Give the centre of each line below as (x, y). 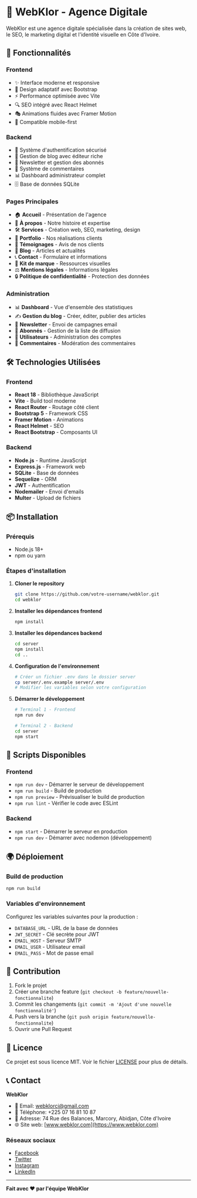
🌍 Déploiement (35, 857)
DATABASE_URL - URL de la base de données (66, 928)
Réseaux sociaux (31, 1140)
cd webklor (28, 600)
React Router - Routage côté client (57, 407)
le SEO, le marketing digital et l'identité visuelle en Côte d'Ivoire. (83, 34)
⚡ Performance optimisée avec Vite (57, 96)
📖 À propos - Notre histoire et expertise (62, 223)
